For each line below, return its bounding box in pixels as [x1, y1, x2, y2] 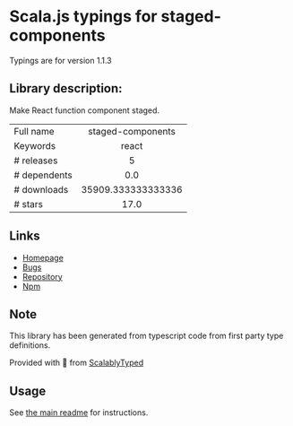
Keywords [13, 139, 56, 152]
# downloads [13, 183, 69, 196]
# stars [13, 197, 43, 210]
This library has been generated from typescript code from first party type [9, 330, 284, 342]
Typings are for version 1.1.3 [9, 55, 112, 65]
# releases [13, 154, 58, 167]
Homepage [22, 252, 65, 263]
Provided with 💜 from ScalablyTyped [9, 357, 144, 369]
